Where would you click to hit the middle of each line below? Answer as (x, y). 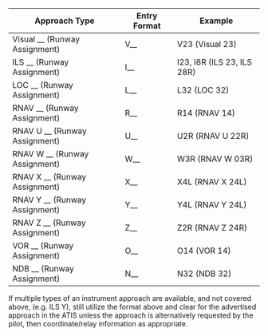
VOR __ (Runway (43, 245)
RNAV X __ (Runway (49, 177)
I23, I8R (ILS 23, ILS (215, 62)
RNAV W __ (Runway (51, 154)
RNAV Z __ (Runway (49, 223)
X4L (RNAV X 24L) (212, 182)
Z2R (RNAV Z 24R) (212, 228)
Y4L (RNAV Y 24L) (212, 205)
